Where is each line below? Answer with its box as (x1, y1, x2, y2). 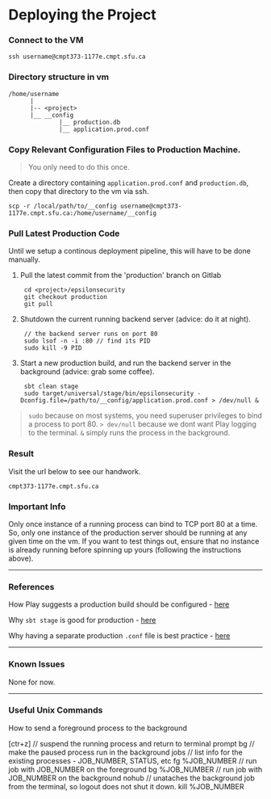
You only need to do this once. (27, 162, 130, 172)
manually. (8, 254, 40, 264)
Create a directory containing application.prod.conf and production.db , (8, 178, 249, 187)
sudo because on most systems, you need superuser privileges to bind (27, 410, 262, 421)
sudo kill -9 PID (23, 344, 82, 352)
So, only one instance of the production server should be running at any (8, 528, 248, 537)
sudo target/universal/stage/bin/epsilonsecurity (23, 389, 194, 397)
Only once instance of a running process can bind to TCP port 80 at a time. (8, 519, 258, 528)
